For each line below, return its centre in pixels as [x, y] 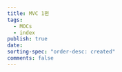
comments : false [30, 58]
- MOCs [23, 26]
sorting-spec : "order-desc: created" [61, 52]
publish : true [28, 39]
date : [15, 45]
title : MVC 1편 [28, 13]
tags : [15, 20]
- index [24, 33]
